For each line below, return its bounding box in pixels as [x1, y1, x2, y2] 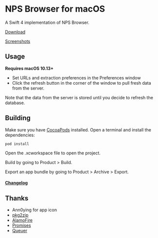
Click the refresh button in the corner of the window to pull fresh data [12, 80, 152, 86]
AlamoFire [12, 217, 33, 223]
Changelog [5, 180, 28, 186]
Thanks [5, 194, 29, 202]
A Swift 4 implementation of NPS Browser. [5, 19, 89, 25]
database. [5, 100, 25, 106]
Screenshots [5, 38, 31, 44]
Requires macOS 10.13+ [5, 65, 54, 71]
